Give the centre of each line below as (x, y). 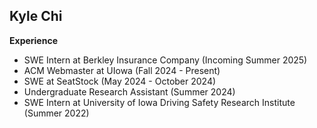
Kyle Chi (36, 16)
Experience (33, 40)
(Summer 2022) (56, 113)
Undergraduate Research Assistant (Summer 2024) (129, 91)
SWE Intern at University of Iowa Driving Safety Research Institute (159, 102)
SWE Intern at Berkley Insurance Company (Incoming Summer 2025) (165, 60)
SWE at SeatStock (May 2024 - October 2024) (120, 81)
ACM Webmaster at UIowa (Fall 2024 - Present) (122, 70)
